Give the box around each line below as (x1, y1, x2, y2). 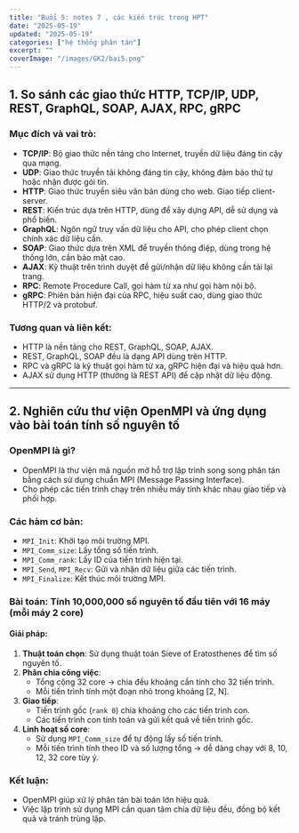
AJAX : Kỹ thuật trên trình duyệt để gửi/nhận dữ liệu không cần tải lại (21, 261, 273, 272)
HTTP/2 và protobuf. (21, 299, 98, 309)
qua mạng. (21, 157, 62, 168)
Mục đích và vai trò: (9, 128, 97, 140)
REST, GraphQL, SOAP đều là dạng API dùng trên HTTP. (21, 350, 228, 361)
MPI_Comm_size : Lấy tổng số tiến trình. (21, 544, 158, 556)
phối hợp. (21, 493, 58, 503)
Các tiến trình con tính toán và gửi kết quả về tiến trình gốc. (35, 715, 254, 725)
